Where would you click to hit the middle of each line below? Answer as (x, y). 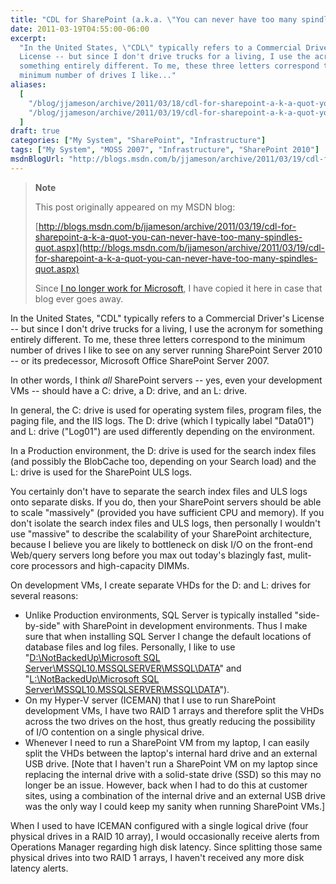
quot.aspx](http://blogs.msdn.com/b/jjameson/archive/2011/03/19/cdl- (180, 247)
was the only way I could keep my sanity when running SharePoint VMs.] (175, 806)
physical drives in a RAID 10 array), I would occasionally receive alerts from (165, 836)
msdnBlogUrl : (37, 159)
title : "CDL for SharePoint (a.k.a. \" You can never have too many (154, 19)
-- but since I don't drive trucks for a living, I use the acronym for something (166, 328)
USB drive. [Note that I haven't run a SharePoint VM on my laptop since (171, 763)
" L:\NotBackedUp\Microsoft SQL (92, 678)
